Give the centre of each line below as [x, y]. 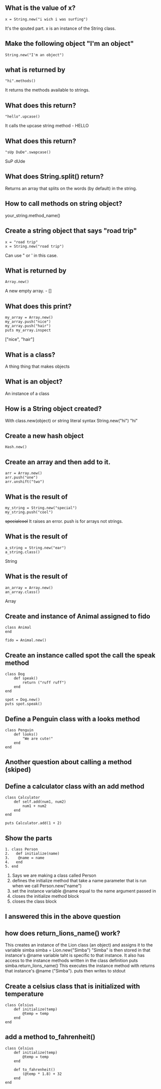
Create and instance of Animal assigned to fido [78, 616]
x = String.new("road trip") [35, 246]
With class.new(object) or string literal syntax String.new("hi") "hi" [71, 420]
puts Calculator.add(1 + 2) [34, 823]
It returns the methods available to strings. [47, 90]
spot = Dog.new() [23, 700]
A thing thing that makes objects [37, 366]
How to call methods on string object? [64, 204]
